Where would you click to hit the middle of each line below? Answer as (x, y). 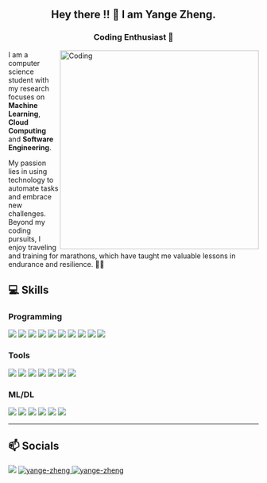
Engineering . (30, 147)
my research (29, 88)
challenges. (27, 213)
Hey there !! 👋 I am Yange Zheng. (133, 15)
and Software (31, 139)
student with (29, 79)
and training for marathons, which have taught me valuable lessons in (122, 256)
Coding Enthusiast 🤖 (133, 37)
